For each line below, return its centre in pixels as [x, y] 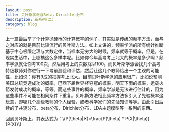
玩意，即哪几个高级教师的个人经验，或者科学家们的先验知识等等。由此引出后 [84, 102]
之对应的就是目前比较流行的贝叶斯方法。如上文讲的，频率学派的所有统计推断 [84, 45]
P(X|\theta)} [137, 119]
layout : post [19, 10]
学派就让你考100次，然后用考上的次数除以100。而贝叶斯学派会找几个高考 [85, 64]
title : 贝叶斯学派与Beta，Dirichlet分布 [45, 15]
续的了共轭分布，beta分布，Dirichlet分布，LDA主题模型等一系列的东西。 [80, 108]
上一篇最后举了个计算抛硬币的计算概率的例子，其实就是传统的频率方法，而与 [84, 39]
